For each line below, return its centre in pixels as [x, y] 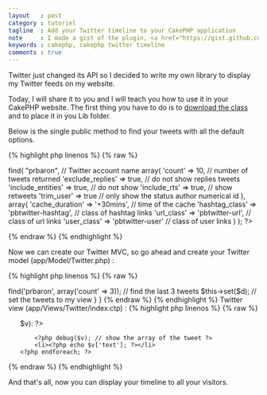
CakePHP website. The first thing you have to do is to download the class [128, 107]
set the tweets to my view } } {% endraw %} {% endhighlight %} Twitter [126, 300]
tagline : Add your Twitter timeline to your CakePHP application [122, 30]
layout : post [35, 15]
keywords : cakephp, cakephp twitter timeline [87, 45]
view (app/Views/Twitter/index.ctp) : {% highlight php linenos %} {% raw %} [133, 308]
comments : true [35, 52]
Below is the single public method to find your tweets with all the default [126, 131]
